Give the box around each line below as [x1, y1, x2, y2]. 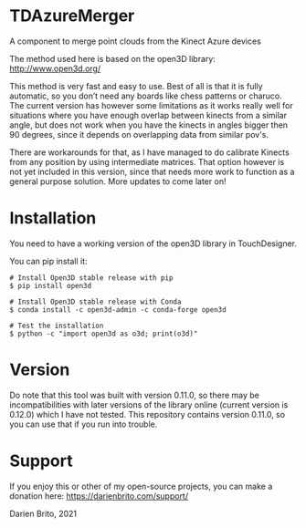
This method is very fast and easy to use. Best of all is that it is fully [9, 80, 263, 91]
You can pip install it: [9, 255, 89, 266]
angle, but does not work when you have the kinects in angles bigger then [9, 119, 289, 130]
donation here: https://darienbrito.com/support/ [9, 490, 189, 502]
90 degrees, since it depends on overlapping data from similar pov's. [9, 129, 269, 140]
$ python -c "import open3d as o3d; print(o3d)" [9, 329, 198, 338]
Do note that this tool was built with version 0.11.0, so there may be [9, 389, 260, 400]
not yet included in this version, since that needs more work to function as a [9, 166, 295, 177]
